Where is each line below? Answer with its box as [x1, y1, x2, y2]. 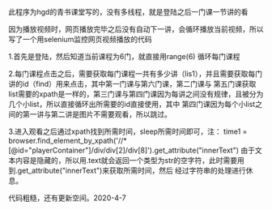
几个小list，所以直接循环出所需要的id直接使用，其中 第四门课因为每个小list [8, 100, 256, 109]
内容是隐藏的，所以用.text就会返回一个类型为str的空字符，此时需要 [15, 156, 238, 165]
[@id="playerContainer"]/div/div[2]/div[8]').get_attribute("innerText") [8, 145, 240, 155]
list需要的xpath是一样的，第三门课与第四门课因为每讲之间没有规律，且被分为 [8, 89, 264, 99]
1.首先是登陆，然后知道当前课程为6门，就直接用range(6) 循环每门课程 [8, 52, 240, 61]
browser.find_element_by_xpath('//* [8, 136, 127, 145]
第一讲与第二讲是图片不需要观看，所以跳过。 [22, 109, 172, 119]
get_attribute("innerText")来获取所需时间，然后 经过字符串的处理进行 [17, 165, 247, 175]
